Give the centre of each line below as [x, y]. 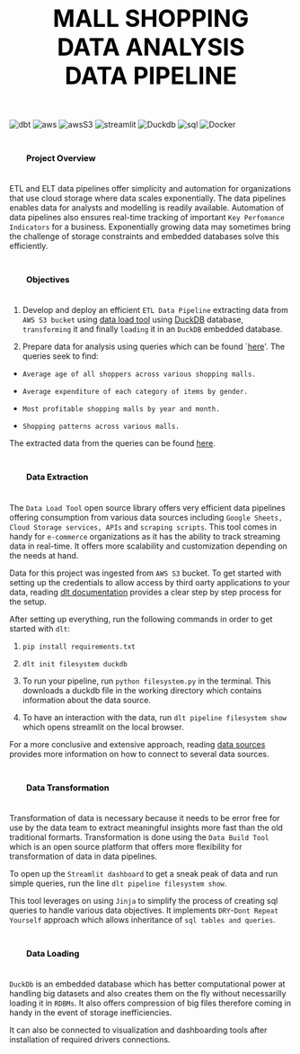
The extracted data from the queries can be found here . [112, 443]
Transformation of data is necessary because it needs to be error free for [145, 818]
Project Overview [61, 158]
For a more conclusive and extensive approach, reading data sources [137, 744]
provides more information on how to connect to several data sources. [139, 754]
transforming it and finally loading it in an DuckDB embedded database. [152, 329]
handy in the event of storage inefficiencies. [91, 1013]
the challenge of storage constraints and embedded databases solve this [145, 237]
